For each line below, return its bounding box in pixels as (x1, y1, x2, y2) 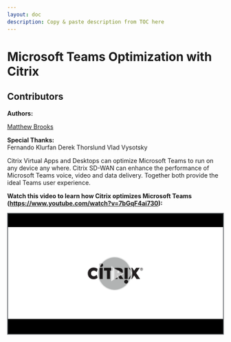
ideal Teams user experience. (7, 178, 91, 186)
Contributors (7, 91, 64, 103)
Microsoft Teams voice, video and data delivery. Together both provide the (7, 171, 219, 179)
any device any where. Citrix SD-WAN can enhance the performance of (7, 164, 210, 172)
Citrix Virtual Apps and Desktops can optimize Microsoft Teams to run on (7, 156, 214, 164)
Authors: (7, 109, 33, 117)
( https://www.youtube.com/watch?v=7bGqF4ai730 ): (7, 199, 163, 207)
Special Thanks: (7, 136, 55, 144)
